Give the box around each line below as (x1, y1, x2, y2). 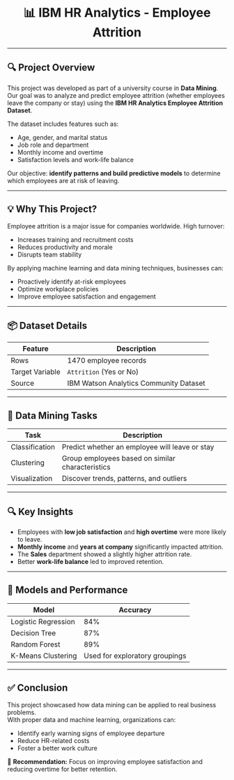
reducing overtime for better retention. (7, 765, 118, 773)
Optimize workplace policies (17, 284, 99, 293)
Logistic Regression (10, 616, 75, 626)
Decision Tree (10, 628, 56, 637)
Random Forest (10, 640, 61, 649)
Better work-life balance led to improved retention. (17, 558, 164, 565)
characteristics (61, 462, 111, 472)
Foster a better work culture (17, 744, 97, 752)
